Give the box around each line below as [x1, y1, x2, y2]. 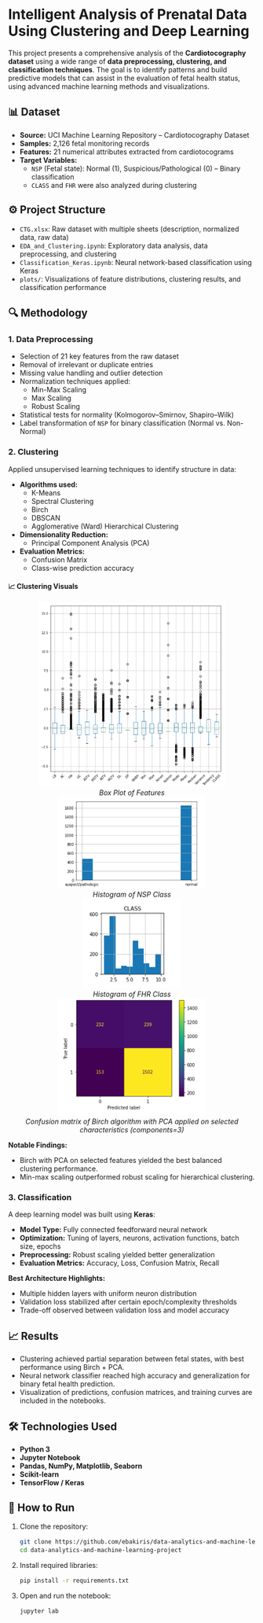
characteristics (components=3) [79, 1125, 184, 1135]
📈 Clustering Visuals [8, 582, 79, 591]
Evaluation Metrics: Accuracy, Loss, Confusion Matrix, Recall [19, 1258, 220, 1268]
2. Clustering [8, 447, 59, 458]
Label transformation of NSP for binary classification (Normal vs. [19, 418, 225, 428]
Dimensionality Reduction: [19, 529, 108, 539]
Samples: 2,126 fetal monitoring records [19, 138, 150, 148]
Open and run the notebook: [19, 1591, 111, 1600]
